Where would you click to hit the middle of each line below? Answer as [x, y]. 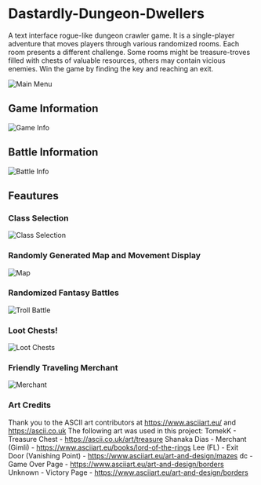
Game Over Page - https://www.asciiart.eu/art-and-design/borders [116, 464]
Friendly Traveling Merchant [63, 368]
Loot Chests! [33, 330]
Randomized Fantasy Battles [64, 293]
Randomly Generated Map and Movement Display [105, 256]
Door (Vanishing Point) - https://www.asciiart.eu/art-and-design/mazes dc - [130, 455]
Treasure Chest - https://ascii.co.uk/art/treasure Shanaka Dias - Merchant [127, 439]
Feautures [33, 196]
